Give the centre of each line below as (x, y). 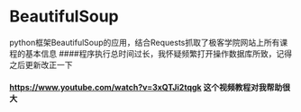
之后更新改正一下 (41, 65)
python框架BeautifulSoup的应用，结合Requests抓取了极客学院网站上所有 (145, 42)
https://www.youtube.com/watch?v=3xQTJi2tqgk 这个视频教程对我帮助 (146, 87)
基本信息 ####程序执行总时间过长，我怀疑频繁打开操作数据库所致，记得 (159, 53)
